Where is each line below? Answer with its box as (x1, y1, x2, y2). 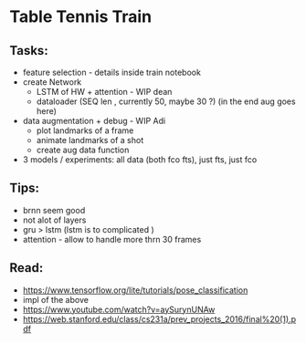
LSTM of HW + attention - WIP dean (36, 87, 173, 97)
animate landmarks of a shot (36, 135, 144, 145)
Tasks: (9, 43, 48, 58)
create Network (22, 77, 82, 88)
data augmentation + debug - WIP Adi (22, 116, 166, 126)
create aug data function (36, 144, 130, 155)
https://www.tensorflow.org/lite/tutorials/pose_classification (22, 285, 248, 296)
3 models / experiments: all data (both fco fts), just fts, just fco (22, 154, 258, 165)
